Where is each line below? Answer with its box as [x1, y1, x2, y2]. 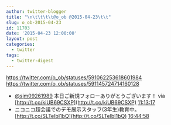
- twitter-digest [11, 58, 54, 63]
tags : [6, 52, 19, 58]
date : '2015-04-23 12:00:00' [6, 31, 77, 36]
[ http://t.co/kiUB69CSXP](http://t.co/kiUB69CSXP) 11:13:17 [14, 99, 156, 106]
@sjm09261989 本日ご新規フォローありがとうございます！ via [14, 92, 165, 99]
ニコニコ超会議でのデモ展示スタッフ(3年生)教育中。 [14, 106, 140, 113]
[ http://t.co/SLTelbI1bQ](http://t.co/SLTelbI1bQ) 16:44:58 [14, 112, 149, 119]
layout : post [6, 36, 38, 42]
